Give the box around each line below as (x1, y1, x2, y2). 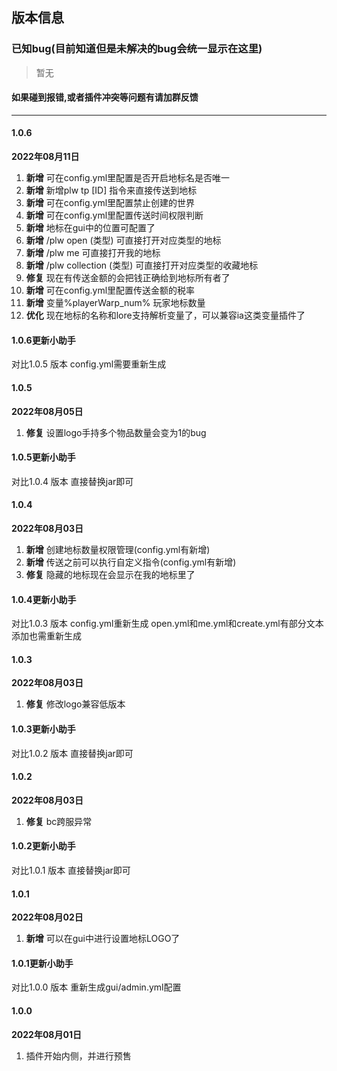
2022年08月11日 (11, 151, 80, 163)
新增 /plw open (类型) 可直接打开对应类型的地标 (25, 234, 222, 247)
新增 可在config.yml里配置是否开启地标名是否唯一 (25, 172, 231, 184)
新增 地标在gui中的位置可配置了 (25, 222, 156, 234)
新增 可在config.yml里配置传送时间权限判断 (25, 209, 204, 222)
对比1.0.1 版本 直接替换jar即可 (11, 864, 131, 876)
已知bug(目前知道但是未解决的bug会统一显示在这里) (11, 42, 263, 56)
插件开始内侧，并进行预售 (25, 1049, 132, 1062)
